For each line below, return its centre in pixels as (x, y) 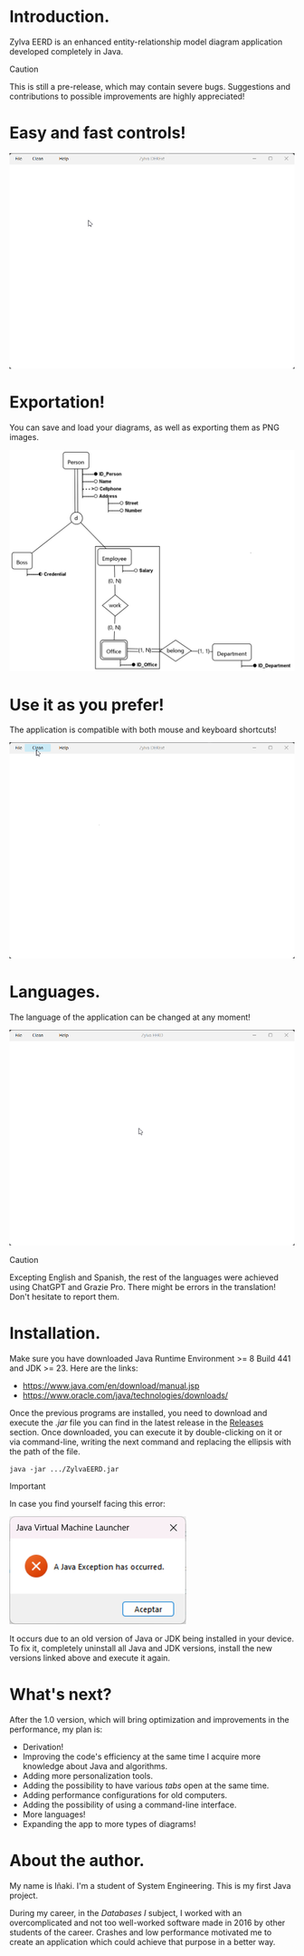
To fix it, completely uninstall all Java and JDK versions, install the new (141, 1648)
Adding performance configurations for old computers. (125, 1795)
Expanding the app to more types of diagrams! (109, 1824)
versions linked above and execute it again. (90, 1658)
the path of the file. (45, 1451)
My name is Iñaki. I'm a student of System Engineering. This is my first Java (150, 1885)
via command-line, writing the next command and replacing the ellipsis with (150, 1442)
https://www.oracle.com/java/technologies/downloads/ (125, 1395)
